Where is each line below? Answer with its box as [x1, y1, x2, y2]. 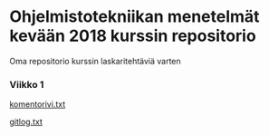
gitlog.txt [9, 116, 43, 128]
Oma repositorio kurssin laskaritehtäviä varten [9, 55, 181, 66]
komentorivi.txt [9, 99, 66, 110]
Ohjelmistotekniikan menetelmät [9, 6, 260, 27]
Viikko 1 [9, 78, 44, 91]
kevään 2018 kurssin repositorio [9, 25, 256, 46]
